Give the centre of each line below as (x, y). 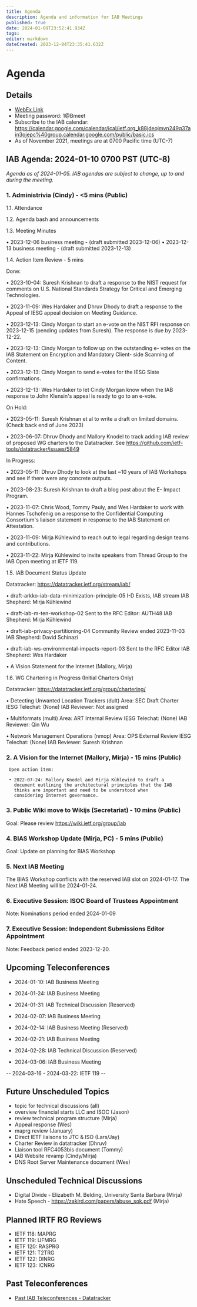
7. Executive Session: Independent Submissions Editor (85, 929)
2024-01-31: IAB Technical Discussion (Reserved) (75, 1005)
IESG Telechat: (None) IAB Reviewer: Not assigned (67, 707)
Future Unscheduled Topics (58, 1092)
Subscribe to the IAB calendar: (52, 122)
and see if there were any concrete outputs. (59, 478)
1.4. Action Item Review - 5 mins (45, 259)
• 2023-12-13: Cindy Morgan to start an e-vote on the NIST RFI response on (98, 324)
